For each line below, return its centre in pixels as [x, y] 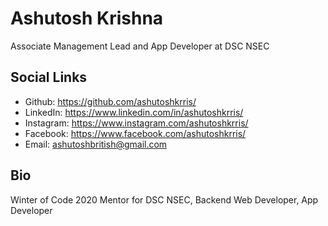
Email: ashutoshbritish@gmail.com [96, 144]
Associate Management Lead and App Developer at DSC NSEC [140, 46]
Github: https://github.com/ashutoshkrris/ [110, 101]
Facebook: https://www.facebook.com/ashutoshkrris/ [135, 133]
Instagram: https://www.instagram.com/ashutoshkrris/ [136, 123]
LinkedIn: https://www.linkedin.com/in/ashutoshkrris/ [134, 112]
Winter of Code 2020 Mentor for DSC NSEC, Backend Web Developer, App [164, 199]
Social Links [49, 77]
